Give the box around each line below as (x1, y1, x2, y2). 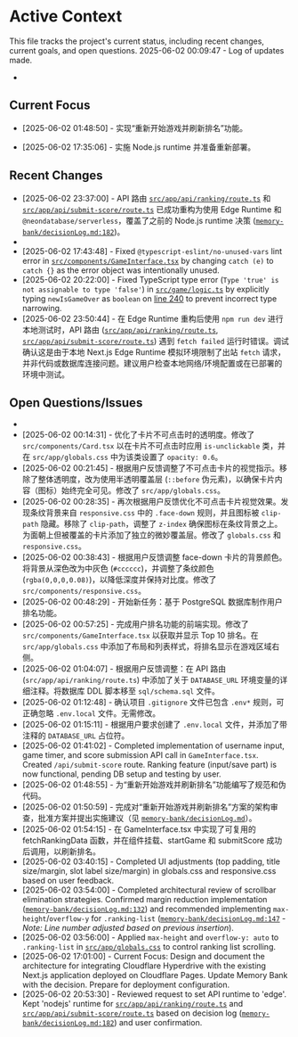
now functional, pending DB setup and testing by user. (21, 769, 221, 779)
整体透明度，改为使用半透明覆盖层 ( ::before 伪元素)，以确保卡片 (37, 474, 276, 485)
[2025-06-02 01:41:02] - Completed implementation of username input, (21, 740, 285, 751)
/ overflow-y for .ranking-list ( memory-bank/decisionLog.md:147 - (45, 913, 286, 924)
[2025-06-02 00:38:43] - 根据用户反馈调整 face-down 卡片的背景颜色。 (21, 552, 287, 563)
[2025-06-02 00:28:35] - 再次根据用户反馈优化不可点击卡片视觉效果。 (21, 497, 282, 507)
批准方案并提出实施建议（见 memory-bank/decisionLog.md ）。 (37, 813, 257, 824)
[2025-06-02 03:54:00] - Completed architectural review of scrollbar (21, 885, 277, 895)
